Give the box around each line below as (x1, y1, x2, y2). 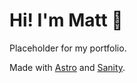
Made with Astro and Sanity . (9, 61, 126, 73)
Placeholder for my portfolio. (9, 42, 127, 54)
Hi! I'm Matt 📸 (9, 9, 124, 32)
